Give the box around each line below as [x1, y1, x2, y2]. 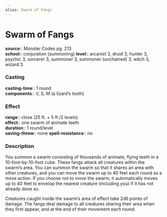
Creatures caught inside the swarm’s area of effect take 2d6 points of [5, 195, 148, 201]
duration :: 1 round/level [5, 125, 53, 131]
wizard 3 [5, 61, 23, 67]
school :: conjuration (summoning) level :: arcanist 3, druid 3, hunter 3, [5, 50, 148, 56]
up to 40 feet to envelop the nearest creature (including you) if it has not [5, 180, 154, 186]
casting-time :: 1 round [5, 85, 51, 91]
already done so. [5, 186, 40, 192]
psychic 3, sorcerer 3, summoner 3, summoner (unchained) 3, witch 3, [5, 56, 150, 62]
